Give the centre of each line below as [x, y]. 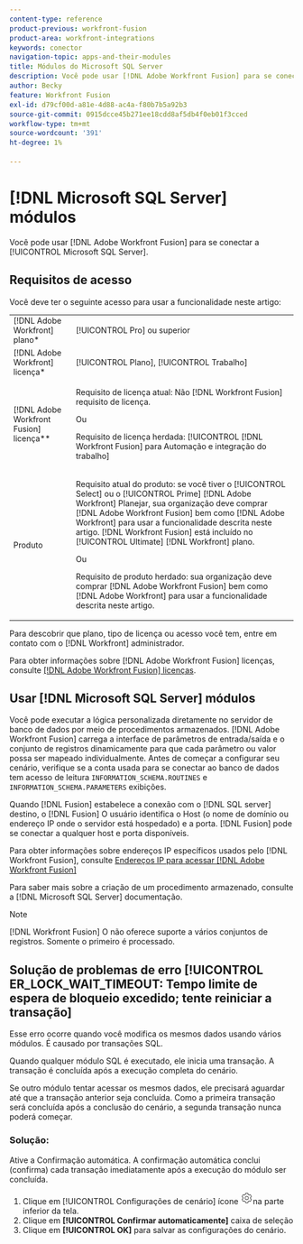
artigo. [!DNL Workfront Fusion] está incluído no [164, 532]
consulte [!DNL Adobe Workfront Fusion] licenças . [103, 670]
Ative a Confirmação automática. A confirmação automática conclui [135, 1160]
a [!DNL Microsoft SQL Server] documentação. [96, 897]
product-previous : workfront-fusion [78, 28]
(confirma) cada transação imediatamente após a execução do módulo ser [148, 1169]
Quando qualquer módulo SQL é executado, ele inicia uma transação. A [142, 1061]
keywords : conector [46, 48]
